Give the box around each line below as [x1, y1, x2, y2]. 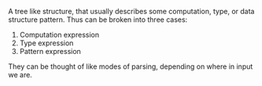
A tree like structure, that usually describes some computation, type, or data [8, 7, 255, 16]
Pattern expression [19, 47, 81, 56]
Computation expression [19, 30, 100, 39]
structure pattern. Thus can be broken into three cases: [8, 15, 188, 24]
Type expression [19, 38, 74, 48]
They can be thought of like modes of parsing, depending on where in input [8, 62, 253, 71]
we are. [8, 70, 33, 79]
